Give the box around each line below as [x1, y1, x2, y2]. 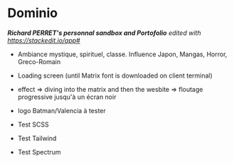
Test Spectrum [17, 147, 61, 156]
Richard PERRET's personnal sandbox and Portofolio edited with [7, 28, 201, 37]
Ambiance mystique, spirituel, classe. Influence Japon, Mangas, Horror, [17, 50, 228, 58]
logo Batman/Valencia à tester [17, 106, 107, 115]
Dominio [7, 5, 58, 21]
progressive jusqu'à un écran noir [17, 93, 117, 101]
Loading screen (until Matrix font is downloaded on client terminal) [17, 71, 213, 80]
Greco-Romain [17, 57, 61, 65]
